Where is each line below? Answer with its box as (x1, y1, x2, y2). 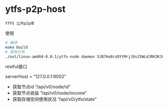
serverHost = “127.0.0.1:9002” (5, 74, 66, 80)
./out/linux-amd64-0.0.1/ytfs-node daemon (5, 54, 95, 59)
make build (5, 45, 28, 50)
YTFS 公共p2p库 (5, 21, 34, 26)
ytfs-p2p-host (5, 3, 66, 15)
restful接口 (5, 64, 27, 70)
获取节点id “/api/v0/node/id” (12, 84, 71, 90)
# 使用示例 (5, 49, 25, 54)
